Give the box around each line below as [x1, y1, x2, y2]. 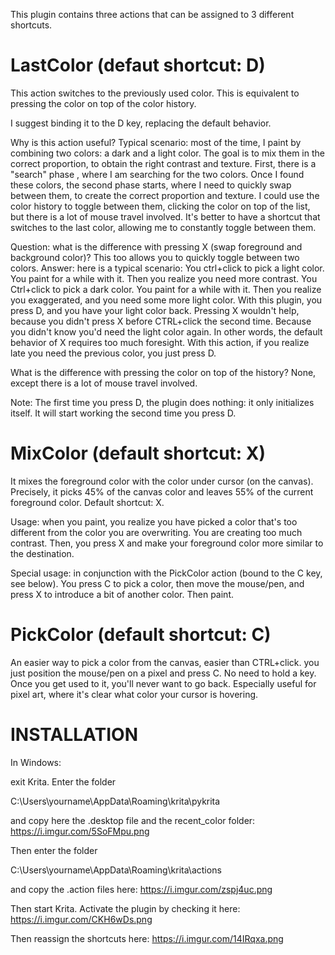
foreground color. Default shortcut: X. [10, 496, 165, 508]
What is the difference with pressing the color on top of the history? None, [10, 366, 317, 378]
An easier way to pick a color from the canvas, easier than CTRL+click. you [10, 656, 320, 668]
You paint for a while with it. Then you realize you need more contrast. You [10, 272, 318, 284]
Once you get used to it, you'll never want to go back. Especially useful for [10, 677, 317, 689]
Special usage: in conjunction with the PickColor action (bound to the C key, [10, 567, 323, 579]
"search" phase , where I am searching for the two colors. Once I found [10, 168, 305, 180]
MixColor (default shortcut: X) [10, 442, 267, 465]
